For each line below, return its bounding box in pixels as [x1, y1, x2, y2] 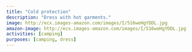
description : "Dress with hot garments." [6, 14, 112, 20]
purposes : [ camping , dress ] [6, 36, 77, 42]
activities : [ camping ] [6, 31, 63, 37]
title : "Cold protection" [6, 8, 71, 15]
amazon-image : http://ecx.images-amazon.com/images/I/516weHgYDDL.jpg [6, 25, 187, 32]
